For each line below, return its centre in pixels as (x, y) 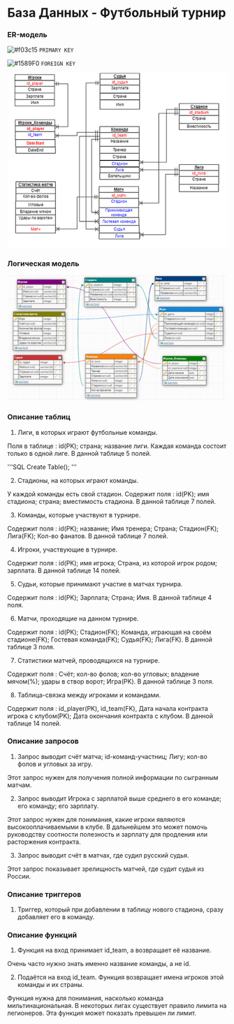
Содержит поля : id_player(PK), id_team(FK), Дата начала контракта (108, 708)
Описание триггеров (44, 894)
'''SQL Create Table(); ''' (42, 467)
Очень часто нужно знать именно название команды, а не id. (99, 964)
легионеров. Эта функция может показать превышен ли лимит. (102, 1013)
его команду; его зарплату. (58, 806)
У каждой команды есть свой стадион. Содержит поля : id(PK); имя (108, 493)
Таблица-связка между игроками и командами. (89, 695)
